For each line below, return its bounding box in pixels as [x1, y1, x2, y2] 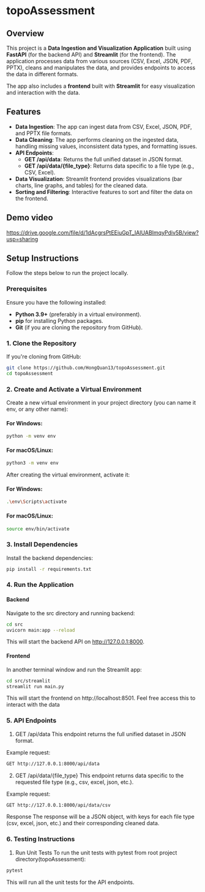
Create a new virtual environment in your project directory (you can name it [6, 399, 196, 406]
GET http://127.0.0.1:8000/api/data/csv [6, 802, 111, 808]
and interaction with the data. [6, 89, 81, 96]
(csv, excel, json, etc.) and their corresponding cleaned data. [6, 820, 160, 827]
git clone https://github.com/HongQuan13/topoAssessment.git [6, 365, 166, 371]
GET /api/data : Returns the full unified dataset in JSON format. [24, 155, 183, 163]
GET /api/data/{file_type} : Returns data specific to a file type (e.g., [24, 162, 195, 169]
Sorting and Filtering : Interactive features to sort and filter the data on [15, 188, 193, 195]
